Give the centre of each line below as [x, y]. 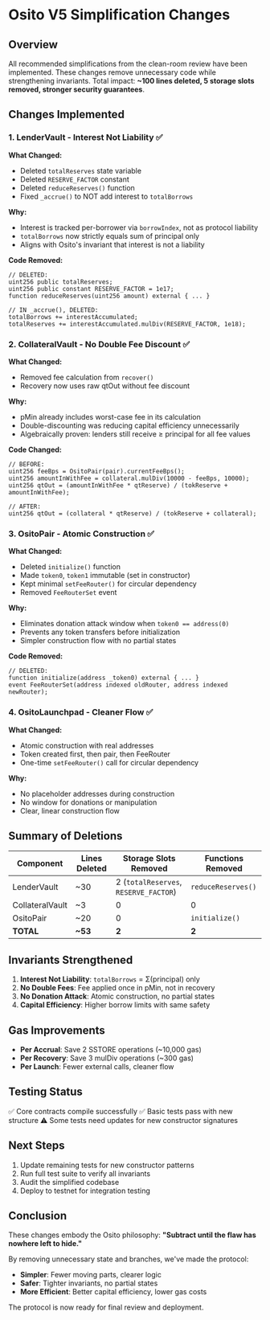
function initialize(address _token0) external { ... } [104, 678]
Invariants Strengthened [71, 959]
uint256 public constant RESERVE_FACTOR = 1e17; [91, 289]
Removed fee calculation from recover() [87, 377]
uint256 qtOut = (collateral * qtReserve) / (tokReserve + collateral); [133, 513]
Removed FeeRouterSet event [68, 592]
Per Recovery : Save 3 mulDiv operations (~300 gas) [107, 1058]
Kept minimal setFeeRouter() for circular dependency [108, 584]
